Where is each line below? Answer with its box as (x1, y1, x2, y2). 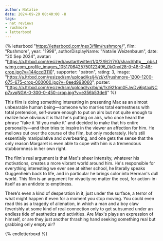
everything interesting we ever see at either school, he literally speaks (5, 166, 145, 171)
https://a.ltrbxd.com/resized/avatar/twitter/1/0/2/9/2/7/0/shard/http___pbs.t (7, 59, 158, 64)
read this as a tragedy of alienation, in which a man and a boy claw (5, 201, 139, 206)
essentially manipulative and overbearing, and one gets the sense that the (5, 135, 153, 141)
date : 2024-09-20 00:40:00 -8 (5, 12, 67, 17)
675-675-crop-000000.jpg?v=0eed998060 (5, 79, 92, 85)
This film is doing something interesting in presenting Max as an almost (5, 99, 148, 105)
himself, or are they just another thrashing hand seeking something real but (5, 216, 156, 222)
